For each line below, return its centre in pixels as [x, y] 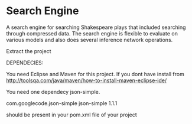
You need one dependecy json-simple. [53, 92]
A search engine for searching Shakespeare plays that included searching [96, 27]
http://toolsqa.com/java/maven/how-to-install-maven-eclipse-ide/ [87, 80]
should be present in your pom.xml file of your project [71, 115]
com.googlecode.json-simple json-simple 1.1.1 [62, 103]
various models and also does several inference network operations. [90, 40]
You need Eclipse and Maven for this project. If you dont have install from [95, 74]
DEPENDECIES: [25, 63]
